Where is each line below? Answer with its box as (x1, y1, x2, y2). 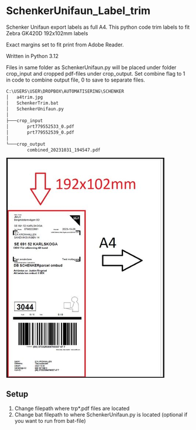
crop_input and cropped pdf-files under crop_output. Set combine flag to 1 (6, 70, 185, 77)
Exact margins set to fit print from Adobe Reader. (6, 41, 124, 48)
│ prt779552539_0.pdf (6, 129, 75, 136)
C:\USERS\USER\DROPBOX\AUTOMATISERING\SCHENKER (6, 88, 125, 94)
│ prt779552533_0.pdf (6, 123, 75, 130)
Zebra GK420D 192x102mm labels (6, 29, 88, 36)
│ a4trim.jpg (6, 94, 43, 100)
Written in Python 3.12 (6, 52, 59, 59)
